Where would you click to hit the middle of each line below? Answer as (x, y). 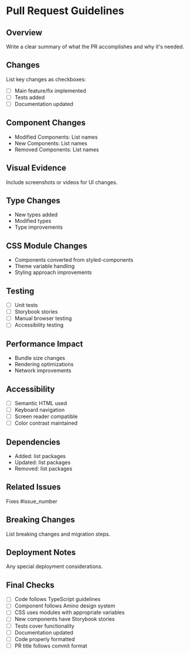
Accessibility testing (39, 325)
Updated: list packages (43, 462)
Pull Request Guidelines (65, 11)
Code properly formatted (45, 639)
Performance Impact (45, 344)
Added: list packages (40, 456)
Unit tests (26, 305)
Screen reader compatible (46, 416)
